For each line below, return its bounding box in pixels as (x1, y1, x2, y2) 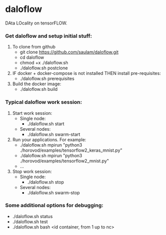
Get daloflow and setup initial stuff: (5, 32, 92, 39)
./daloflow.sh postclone (19, 65, 68, 71)
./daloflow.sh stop (27, 179, 64, 185)
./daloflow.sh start (27, 121, 65, 127)
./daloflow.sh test (12, 219, 48, 225)
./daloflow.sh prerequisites (19, 76, 75, 82)
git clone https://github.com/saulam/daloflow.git (19, 49, 119, 55)
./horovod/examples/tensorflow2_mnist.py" (19, 158, 109, 164)
